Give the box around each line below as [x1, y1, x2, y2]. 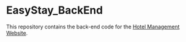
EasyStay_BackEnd [6, 4, 103, 17]
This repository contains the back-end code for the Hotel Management [6, 23, 180, 30]
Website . [6, 29, 28, 36]
